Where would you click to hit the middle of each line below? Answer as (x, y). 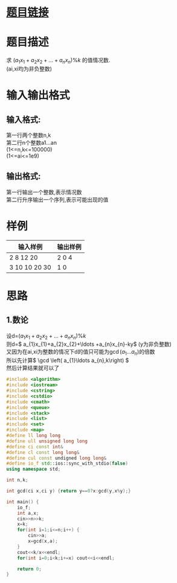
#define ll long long (34, 436)
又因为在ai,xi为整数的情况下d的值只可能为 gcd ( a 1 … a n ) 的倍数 (81, 352)
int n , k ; (17, 480)
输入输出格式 (38, 96)
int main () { (23, 502)
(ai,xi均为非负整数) (29, 68)
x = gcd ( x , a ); (43, 541)
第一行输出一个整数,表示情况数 (44, 192)
